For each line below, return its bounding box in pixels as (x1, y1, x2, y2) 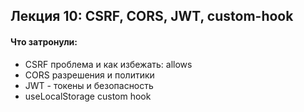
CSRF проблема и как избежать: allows (24, 58, 193, 70)
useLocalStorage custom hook (24, 90, 152, 102)
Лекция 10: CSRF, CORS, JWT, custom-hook (10, 8, 294, 25)
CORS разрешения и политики (24, 69, 155, 81)
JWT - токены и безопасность (24, 79, 154, 91)
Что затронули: (10, 35, 78, 48)
